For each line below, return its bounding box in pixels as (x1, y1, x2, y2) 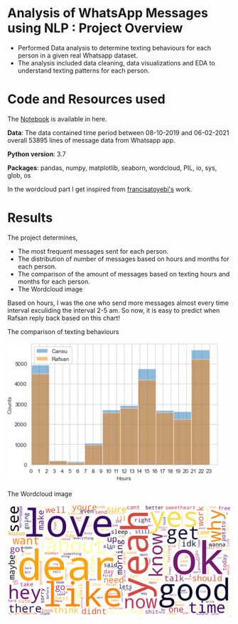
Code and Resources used (7, 91, 166, 107)
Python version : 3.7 (7, 149, 66, 158)
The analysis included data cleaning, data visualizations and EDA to (17, 58, 215, 67)
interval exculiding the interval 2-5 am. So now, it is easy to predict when (7, 306, 220, 314)
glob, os (7, 171, 31, 179)
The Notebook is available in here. (7, 114, 107, 123)
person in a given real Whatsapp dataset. (17, 51, 139, 60)
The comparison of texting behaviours (7, 327, 119, 335)
